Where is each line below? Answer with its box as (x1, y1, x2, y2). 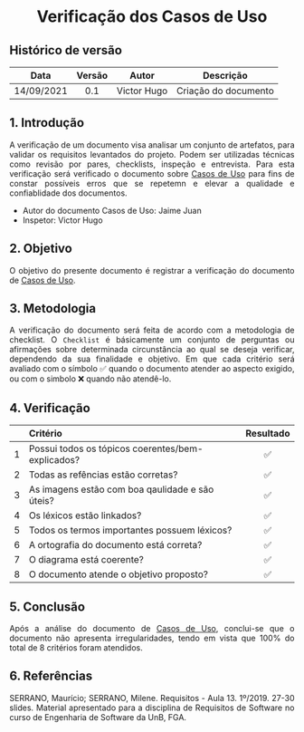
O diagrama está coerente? (28, 554, 145, 566)
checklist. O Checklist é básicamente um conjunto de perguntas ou (9, 334, 296, 345)
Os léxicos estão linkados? (28, 509, 142, 522)
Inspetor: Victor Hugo (22, 215, 103, 226)
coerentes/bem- (132, 442, 204, 455)
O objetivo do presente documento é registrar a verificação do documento (9, 265, 295, 275)
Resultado (245, 428, 290, 440)
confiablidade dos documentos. (9, 188, 128, 198)
